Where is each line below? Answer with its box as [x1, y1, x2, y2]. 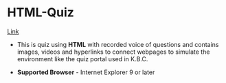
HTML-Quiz [7, 5, 74, 20]
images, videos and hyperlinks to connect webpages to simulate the [16, 48, 210, 56]
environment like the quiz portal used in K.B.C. [16, 54, 148, 63]
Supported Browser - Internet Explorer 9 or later [16, 68, 155, 76]
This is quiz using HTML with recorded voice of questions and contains [16, 40, 219, 48]
